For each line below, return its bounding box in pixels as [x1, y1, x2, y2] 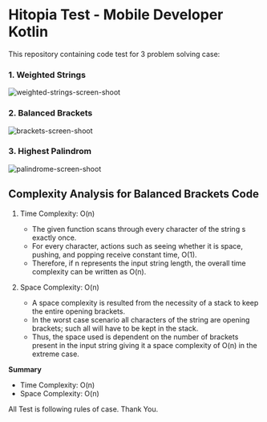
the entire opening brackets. [31, 306, 126, 316]
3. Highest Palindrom [8, 146, 92, 157]
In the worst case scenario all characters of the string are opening [31, 314, 250, 324]
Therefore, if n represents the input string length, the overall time [31, 258, 246, 268]
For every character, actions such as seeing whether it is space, [31, 241, 243, 250]
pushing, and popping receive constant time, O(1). [31, 250, 198, 259]
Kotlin [8, 22, 49, 41]
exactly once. [31, 233, 77, 242]
